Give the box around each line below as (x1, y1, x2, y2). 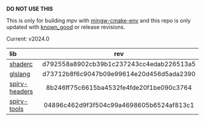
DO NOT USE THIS (6, 5, 54, 12)
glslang (9, 70, 31, 78)
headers (9, 88, 34, 95)
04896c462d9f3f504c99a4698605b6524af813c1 (43, 101, 195, 109)
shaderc (9, 60, 33, 68)
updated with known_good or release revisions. (6, 24, 126, 30)
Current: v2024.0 (6, 35, 50, 42)
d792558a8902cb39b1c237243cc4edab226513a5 (42, 60, 196, 68)
